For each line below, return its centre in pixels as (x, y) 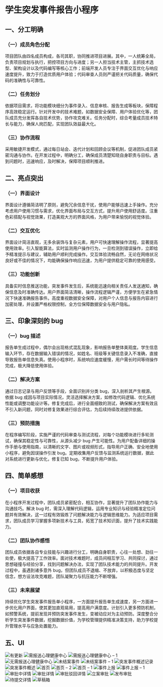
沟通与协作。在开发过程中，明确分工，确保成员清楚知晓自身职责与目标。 (81, 155)
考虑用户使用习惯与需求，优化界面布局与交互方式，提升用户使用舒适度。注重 (81, 211)
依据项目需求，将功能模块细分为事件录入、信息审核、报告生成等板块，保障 (79, 106)
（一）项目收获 (23, 491)
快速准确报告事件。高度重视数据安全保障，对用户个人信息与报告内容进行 (86, 298)
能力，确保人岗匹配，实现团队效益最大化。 (56, 124)
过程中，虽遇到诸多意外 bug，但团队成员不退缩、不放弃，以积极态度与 (75, 570)
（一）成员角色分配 (27, 44)
